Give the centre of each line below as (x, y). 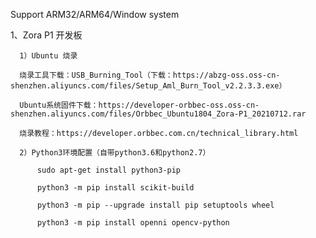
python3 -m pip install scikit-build (115, 188)
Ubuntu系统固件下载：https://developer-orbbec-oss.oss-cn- (139, 105)
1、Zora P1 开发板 (46, 35)
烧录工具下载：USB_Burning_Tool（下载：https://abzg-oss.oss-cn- (150, 75)
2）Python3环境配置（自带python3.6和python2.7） (115, 153)
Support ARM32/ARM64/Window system (95, 14)
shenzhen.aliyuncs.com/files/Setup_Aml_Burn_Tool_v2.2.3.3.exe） (148, 86)
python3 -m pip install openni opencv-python (133, 223)
